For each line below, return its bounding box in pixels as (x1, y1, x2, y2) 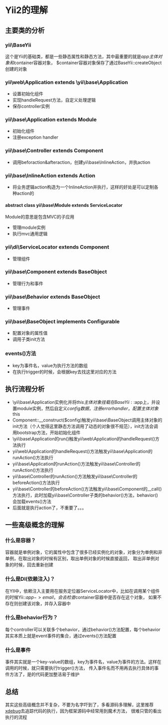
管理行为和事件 (12, 280, 43, 286)
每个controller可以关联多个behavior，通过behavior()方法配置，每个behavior (5, 626, 161, 632)
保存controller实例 (12, 103, 50, 109)
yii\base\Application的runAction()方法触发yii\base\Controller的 (12, 460, 141, 466)
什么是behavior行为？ (5, 614, 58, 621)
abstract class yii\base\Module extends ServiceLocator (5, 202, 123, 208)
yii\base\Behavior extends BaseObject (5, 293, 101, 300)
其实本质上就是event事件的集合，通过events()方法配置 (5, 632, 117, 639)
